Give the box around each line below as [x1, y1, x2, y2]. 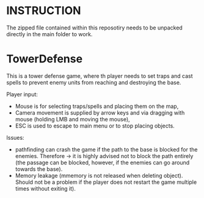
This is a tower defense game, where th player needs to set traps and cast [6, 72, 193, 80]
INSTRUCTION [6, 4, 81, 18]
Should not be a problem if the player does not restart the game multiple [15, 178, 197, 186]
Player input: [6, 90, 38, 98]
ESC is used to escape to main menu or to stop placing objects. [15, 122, 175, 129]
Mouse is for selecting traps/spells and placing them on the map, [15, 102, 179, 110]
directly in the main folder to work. [6, 30, 93, 37]
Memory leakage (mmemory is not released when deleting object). [15, 172, 183, 179]
